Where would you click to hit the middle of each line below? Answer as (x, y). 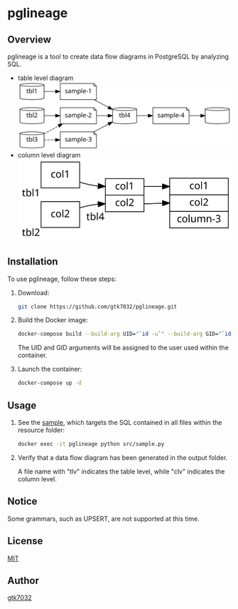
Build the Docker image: (53, 320)
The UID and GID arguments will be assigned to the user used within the (123, 348)
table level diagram (45, 78)
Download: (33, 292)
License (25, 541)
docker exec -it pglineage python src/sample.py (91, 444)
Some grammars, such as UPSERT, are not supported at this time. (104, 518)
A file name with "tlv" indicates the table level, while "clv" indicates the (121, 471)
